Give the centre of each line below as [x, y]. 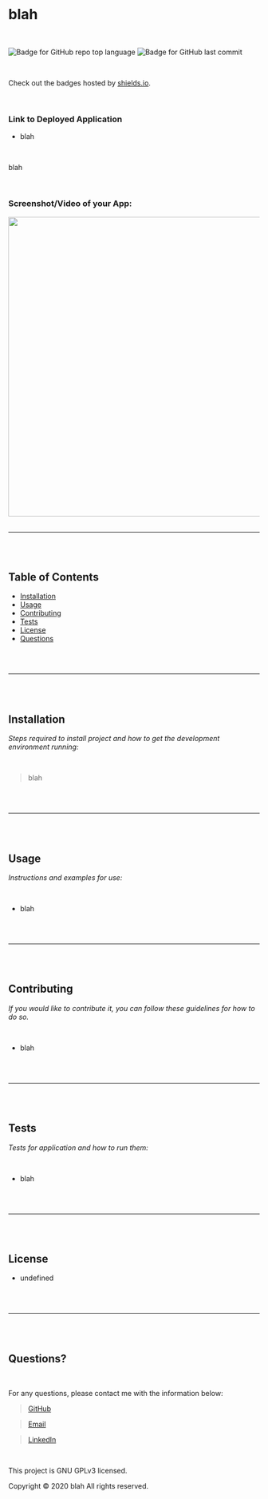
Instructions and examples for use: [65, 877]
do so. [19, 1017]
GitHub [39, 1409]
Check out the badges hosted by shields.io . [80, 83]
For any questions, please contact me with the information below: [116, 1394]
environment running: [43, 747]
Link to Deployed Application [65, 119]
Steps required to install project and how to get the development [114, 739]
